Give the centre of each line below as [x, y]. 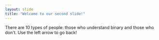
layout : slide [19, 9]
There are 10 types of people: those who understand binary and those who [79, 27]
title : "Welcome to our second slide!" [45, 14]
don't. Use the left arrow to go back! [41, 32]
